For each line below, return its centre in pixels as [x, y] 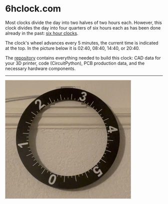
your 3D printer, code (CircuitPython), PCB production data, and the [75, 63]
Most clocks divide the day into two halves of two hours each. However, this [84, 22]
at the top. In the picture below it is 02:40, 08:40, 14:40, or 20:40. [72, 48]
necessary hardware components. [40, 68]
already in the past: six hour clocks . [42, 33]
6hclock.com [33, 9]
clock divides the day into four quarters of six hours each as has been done [83, 27]
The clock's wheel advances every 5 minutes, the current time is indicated [82, 42]
